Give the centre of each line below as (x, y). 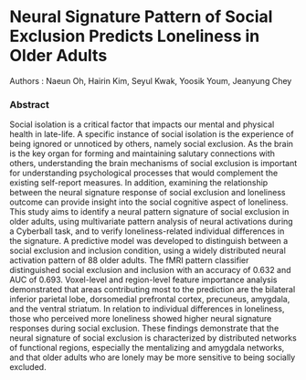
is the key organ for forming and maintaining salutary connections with (142, 153)
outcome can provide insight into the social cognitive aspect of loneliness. (149, 202)
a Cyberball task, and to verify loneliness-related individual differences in (147, 231)
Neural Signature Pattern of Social (141, 17)
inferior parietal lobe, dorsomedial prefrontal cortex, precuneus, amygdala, (150, 300)
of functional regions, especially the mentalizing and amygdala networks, (147, 348)
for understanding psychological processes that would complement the (144, 173)
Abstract (30, 104)
